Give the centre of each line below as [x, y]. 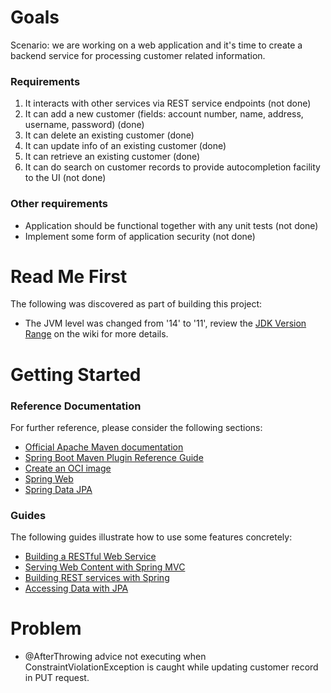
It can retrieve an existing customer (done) [112, 157]
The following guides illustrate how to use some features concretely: [151, 537]
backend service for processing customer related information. [138, 55]
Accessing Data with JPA [76, 588]
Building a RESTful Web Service [90, 557]
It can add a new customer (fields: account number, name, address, [164, 114]
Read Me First [69, 276]
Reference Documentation [76, 406]
